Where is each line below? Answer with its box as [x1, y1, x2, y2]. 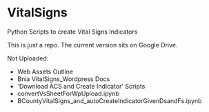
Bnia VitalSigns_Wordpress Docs [17, 74, 110, 83]
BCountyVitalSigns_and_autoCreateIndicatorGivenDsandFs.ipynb [17, 96, 202, 104]
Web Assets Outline [17, 67, 74, 76]
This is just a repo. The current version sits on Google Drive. [7, 41, 178, 49]
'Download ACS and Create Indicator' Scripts [17, 82, 146, 90]
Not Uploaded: [7, 54, 49, 63]
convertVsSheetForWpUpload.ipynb [17, 89, 119, 98]
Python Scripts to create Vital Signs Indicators [7, 27, 138, 36]
